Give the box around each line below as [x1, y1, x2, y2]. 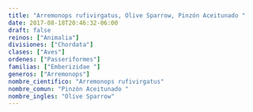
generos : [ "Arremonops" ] [8, 70, 90, 78]
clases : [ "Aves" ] [8, 48, 66, 56]
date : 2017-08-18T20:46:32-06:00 [8, 19, 119, 27]
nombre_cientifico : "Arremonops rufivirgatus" [8, 77, 164, 85]
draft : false [8, 26, 51, 34]
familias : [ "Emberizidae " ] [8, 63, 101, 71]
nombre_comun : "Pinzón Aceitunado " [8, 84, 129, 93]
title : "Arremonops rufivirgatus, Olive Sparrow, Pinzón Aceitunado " [8, 11, 246, 20]
